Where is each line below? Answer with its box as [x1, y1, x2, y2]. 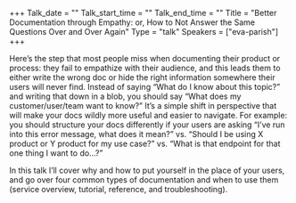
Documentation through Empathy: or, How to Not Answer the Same [9, 17, 256, 28]
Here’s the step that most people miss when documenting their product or [9, 53, 281, 63]
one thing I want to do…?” [9, 148, 103, 158]
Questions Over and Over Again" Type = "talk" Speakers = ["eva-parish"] [9, 27, 279, 37]
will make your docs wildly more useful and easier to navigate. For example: [9, 110, 288, 120]
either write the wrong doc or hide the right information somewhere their [9, 72, 275, 83]
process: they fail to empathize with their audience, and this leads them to [9, 62, 281, 73]
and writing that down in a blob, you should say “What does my [9, 91, 242, 101]
